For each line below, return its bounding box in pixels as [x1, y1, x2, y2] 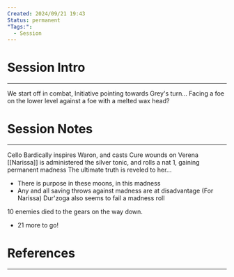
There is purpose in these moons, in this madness [17, 179, 161, 188]
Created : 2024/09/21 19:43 [7, 10, 86, 17]
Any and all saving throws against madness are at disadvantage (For [17, 186, 214, 195]
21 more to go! [17, 221, 59, 230]
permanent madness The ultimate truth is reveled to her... [7, 165, 172, 174]
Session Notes [7, 121, 93, 137]
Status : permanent [7, 17, 61, 24]
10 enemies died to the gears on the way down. [7, 207, 143, 216]
